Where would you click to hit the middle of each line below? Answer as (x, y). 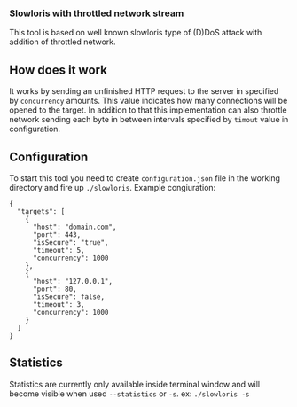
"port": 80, (55, 289)
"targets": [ (41, 211)
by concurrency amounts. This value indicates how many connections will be (148, 101)
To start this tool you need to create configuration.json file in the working (145, 178)
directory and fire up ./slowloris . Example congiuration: (113, 187)
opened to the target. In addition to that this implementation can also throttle (148, 110)
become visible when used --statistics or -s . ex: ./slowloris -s (129, 394)
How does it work (59, 70)
